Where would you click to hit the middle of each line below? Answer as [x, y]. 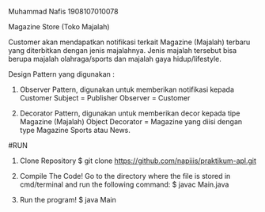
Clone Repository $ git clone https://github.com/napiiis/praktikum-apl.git [138, 161]
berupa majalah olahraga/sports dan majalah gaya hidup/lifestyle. [115, 59]
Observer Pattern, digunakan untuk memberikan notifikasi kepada [127, 89]
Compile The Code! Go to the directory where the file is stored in [125, 176]
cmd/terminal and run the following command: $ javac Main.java [124, 184]
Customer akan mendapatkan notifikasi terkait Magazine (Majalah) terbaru [129, 42]
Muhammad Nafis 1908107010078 [63, 11]
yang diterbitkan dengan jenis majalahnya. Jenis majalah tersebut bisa [123, 50]
